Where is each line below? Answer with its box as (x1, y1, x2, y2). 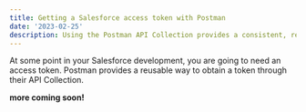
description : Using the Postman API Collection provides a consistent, (9, 30, 287, 39)
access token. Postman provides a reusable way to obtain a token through (9, 65, 288, 76)
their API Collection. (9, 75, 85, 86)
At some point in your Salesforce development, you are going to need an (9, 56, 281, 66)
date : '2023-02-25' (9, 22, 84, 31)
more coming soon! (9, 92, 85, 103)
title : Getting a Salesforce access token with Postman (9, 13, 226, 23)
